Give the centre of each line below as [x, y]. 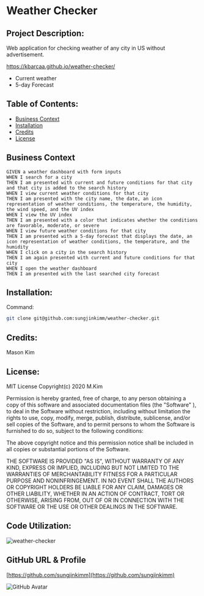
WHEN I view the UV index [39, 215]
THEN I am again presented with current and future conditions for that [101, 258]
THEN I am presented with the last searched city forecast [83, 273]
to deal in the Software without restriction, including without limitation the [98, 411]
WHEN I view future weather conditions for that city [76, 231]
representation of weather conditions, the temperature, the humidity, [99, 204]
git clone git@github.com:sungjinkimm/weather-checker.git [83, 319]
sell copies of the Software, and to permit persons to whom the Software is [101, 424]
